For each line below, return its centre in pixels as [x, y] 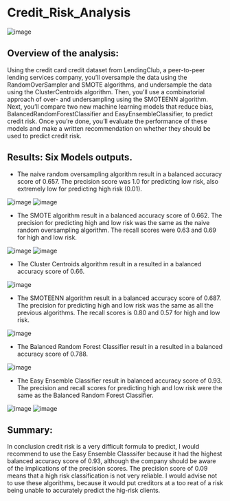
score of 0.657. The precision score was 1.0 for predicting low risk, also [117, 181]
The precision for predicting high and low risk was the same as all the [115, 305]
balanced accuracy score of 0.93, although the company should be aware [112, 461]
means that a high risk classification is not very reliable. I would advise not [112, 476]
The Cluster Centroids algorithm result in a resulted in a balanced [109, 264]
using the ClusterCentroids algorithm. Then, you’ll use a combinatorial [106, 92]
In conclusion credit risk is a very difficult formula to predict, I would [103, 447]
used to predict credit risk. [44, 136]
